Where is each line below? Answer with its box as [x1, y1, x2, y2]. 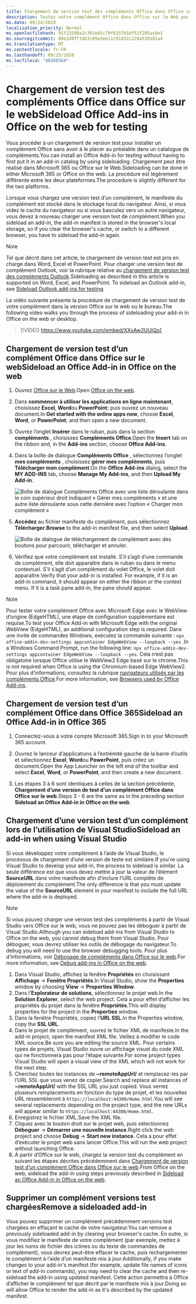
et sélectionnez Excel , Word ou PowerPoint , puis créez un [14, 757, 155, 764]
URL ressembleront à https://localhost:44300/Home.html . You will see [14, 1095, 183, 1102]
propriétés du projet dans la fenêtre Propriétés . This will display [14, 1002, 167, 1009]
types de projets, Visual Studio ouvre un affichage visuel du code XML [14, 1045, 184, 1052]
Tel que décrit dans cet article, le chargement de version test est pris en [6, 254, 179, 261]
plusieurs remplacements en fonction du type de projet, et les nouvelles [14, 1089, 187, 1096]
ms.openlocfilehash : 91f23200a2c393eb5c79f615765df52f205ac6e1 [6, 30, 163, 36]
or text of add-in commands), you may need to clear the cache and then [6, 1267, 180, 1274]
